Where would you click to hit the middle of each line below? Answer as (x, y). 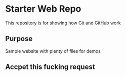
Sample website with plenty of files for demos (53, 51)
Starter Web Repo (43, 9)
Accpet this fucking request (50, 67)
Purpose (19, 39)
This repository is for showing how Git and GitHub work (63, 23)
